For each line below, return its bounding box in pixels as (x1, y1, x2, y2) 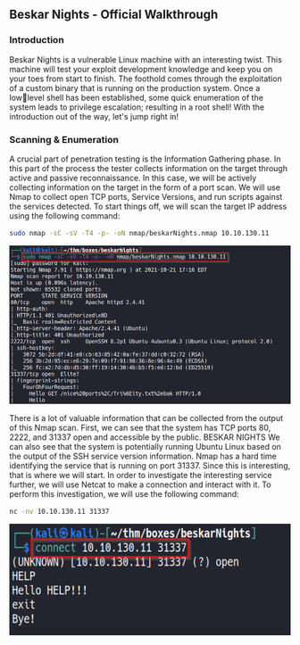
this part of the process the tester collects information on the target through (9, 162, 288, 173)
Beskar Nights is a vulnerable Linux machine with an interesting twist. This (9, 54, 283, 65)
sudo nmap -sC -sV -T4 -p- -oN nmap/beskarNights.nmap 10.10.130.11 (9, 228, 270, 237)
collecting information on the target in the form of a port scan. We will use (9, 182, 281, 193)
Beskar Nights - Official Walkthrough (9, 7, 219, 22)
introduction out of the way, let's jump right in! (9, 111, 179, 121)
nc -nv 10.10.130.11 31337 (9, 507, 110, 516)
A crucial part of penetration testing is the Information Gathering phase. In (9, 153, 281, 164)
